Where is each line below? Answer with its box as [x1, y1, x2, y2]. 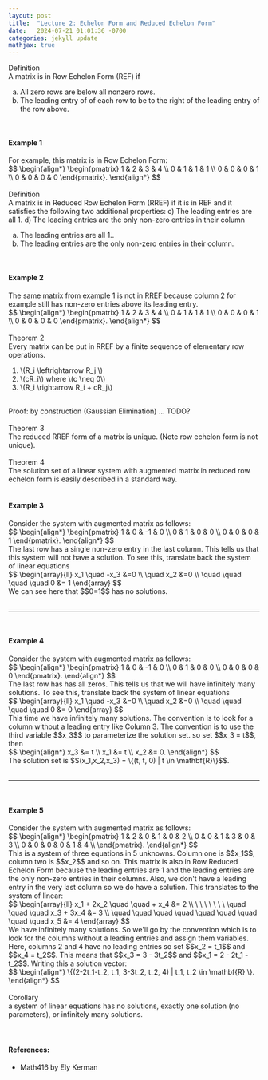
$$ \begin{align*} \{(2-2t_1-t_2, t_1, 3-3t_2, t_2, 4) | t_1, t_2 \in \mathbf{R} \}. [8, 967, 255, 977]
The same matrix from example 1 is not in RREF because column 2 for [8, 291, 237, 300]
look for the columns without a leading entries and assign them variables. [8, 933, 249, 943]
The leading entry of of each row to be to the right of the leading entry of [19, 96, 260, 105]
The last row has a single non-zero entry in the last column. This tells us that [8, 544, 259, 553]
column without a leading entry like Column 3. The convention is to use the [8, 722, 254, 731]
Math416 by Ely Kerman [19, 1062, 98, 1072]
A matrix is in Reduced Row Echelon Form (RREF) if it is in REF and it [8, 198, 233, 208]
